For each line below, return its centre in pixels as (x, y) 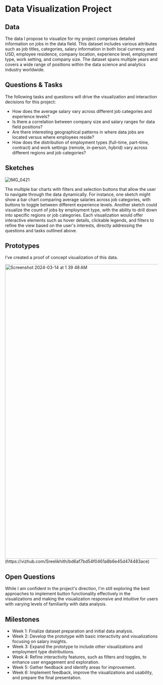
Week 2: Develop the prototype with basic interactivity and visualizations (85, 636)
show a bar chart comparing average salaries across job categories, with (78, 199)
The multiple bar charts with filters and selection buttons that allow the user (81, 189)
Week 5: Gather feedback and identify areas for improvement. (74, 667)
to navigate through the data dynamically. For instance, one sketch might (78, 194)
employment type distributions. (43, 652)
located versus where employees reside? (53, 137)
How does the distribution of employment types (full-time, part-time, (81, 142)
